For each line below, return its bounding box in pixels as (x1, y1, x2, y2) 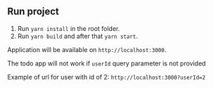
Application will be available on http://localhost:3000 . (7, 45, 167, 54)
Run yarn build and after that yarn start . (17, 32, 138, 40)
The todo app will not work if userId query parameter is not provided (7, 59, 206, 68)
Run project (7, 6, 60, 18)
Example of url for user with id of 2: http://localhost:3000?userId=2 (7, 73, 206, 81)
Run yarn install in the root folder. (17, 24, 120, 32)
